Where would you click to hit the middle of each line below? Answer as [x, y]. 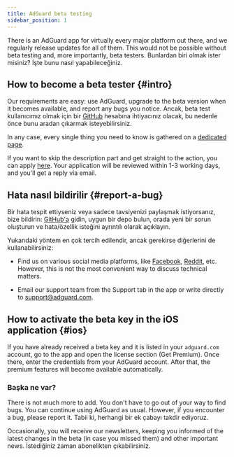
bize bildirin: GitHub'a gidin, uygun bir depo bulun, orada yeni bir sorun [109, 219]
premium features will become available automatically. [85, 369]
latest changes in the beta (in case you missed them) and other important [113, 439]
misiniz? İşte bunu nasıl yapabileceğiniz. [65, 62]
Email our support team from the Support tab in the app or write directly [120, 290]
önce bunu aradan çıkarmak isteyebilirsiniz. [70, 124]
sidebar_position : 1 [37, 20]
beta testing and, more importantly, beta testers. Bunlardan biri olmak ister [114, 55]
